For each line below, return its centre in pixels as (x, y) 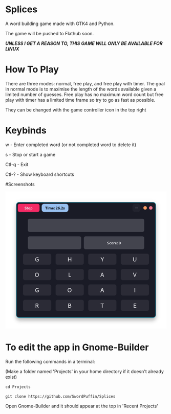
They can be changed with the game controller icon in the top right (76, 110)
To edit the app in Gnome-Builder (77, 347)
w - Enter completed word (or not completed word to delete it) (71, 145)
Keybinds (26, 131)
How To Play (32, 70)
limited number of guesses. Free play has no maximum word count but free (84, 94)
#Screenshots (20, 184)
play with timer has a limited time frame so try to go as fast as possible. (80, 100)
